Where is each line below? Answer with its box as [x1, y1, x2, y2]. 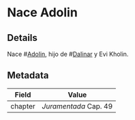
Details [7, 32, 37, 44]
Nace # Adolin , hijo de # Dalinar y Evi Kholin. [7, 50, 129, 58]
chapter [10, 101, 35, 110]
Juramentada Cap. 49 [42, 101, 113, 110]
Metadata [7, 70, 49, 81]
